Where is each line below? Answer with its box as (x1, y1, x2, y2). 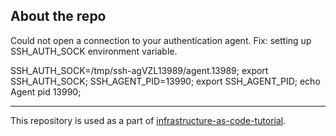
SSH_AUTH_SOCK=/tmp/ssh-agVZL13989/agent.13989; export (10, 64, 269, 76)
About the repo (10, 8, 107, 25)
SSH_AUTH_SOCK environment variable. (10, 45, 178, 57)
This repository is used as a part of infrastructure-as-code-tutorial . (10, 114, 287, 126)
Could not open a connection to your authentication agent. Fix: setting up (10, 34, 312, 46)
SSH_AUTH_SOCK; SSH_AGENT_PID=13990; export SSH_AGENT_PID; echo (10, 75, 321, 87)
